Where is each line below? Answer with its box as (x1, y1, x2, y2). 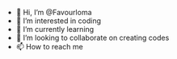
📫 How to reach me (15, 42, 83, 51)
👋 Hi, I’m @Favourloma (15, 8, 92, 17)
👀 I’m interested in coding (15, 16, 102, 26)
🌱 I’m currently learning (15, 25, 95, 33)
